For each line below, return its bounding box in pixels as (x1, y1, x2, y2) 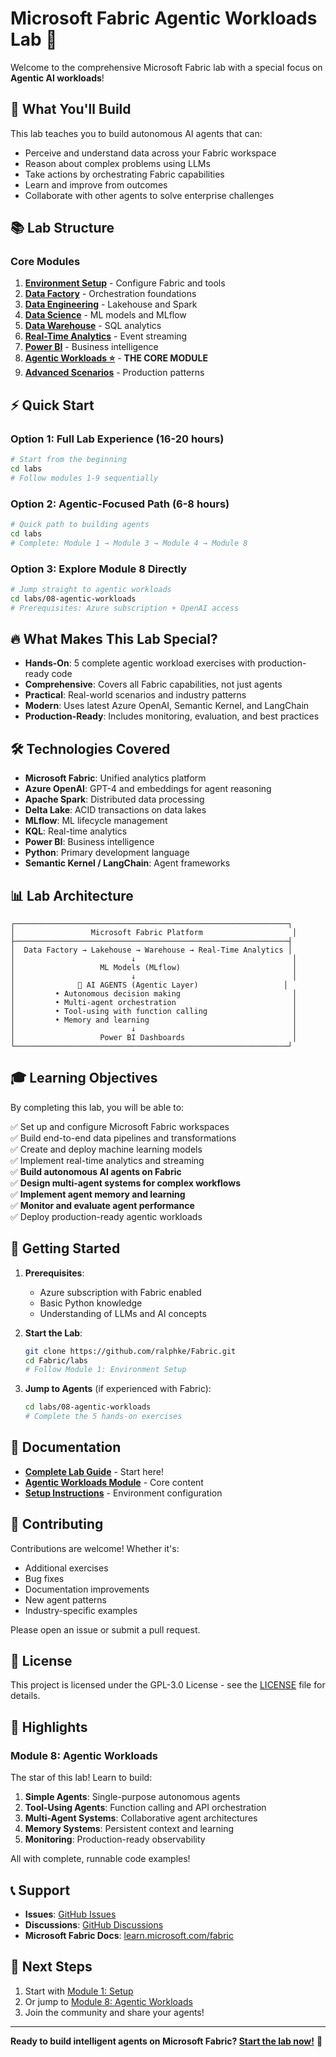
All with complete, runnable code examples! (10, 1853, 191, 1865)
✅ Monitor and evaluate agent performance (10, 1199, 195, 1211)
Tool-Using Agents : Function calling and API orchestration (24, 1802, 267, 1814)
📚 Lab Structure (10, 220, 115, 237)
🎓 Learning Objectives (10, 1070, 158, 1087)
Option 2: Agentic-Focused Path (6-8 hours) (10, 497, 230, 511)
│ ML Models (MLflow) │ (10, 963, 298, 973)
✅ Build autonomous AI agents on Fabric (10, 1165, 182, 1177)
